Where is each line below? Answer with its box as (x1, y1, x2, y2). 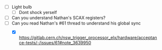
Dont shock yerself (18, 10, 57, 15)
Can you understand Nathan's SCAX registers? (11, 15, 106, 21)
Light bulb (11, 4, 32, 10)
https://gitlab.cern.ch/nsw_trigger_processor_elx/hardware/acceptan (18, 35, 158, 40)
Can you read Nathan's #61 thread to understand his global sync (11, 20, 141, 26)
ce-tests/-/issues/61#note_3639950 (18, 40, 91, 46)
